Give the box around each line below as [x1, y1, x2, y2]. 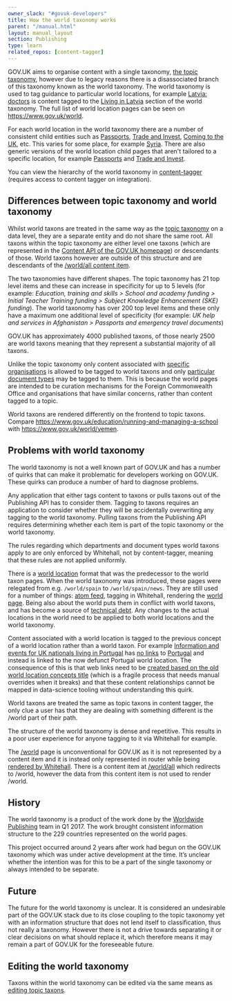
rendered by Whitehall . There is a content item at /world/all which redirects [8, 762, 221, 770]
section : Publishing [8, 36, 68, 43]
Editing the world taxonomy [8, 960, 129, 972]
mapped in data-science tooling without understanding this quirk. [8, 685, 194, 694]
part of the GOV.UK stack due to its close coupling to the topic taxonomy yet [8, 911, 225, 919]
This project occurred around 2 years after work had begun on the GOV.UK [8, 843, 222, 852]
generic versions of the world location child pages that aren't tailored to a [8, 146, 217, 155]
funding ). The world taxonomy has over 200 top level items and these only [8, 303, 220, 312]
